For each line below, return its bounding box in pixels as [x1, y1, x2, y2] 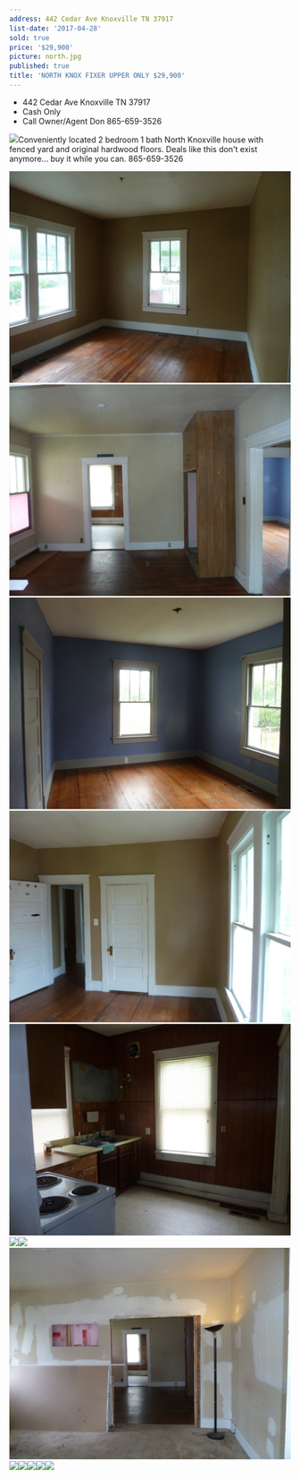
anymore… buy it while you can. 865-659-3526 [9, 153, 184, 164]
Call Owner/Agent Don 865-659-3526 [21, 115, 162, 126]
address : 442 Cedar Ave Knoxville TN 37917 [9, 14, 174, 23]
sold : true [9, 33, 50, 42]
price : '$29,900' [9, 43, 74, 52]
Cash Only [21, 106, 61, 116]
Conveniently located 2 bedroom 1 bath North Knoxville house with [18, 134, 264, 145]
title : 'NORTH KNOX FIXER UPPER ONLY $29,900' [9, 72, 186, 81]
